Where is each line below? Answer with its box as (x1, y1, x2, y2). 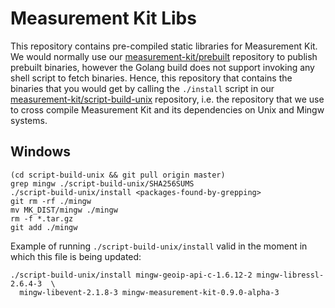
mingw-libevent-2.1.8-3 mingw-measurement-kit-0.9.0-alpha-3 (19, 287, 280, 297)
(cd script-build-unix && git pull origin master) (10, 170, 226, 180)
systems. (10, 114, 48, 126)
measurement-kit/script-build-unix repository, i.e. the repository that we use (10, 93, 325, 105)
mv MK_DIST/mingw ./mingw (10, 205, 118, 215)
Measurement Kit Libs (10, 7, 197, 30)
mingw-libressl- (256, 270, 325, 280)
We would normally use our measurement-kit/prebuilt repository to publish (10, 50, 318, 62)
